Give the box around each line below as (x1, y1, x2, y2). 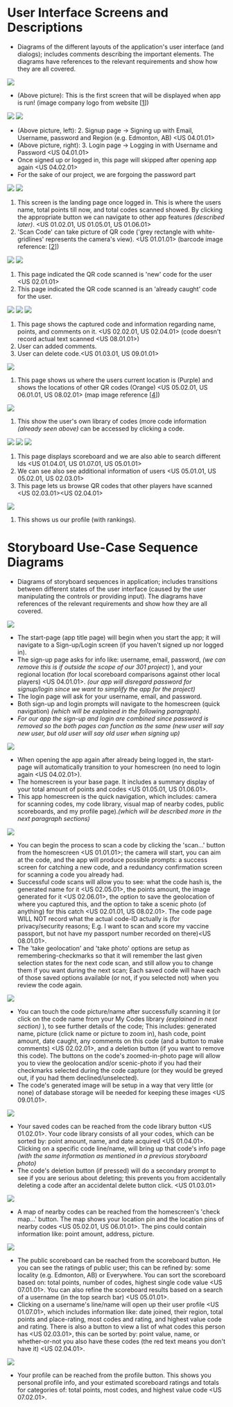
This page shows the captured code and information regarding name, (17, 320, 216, 328)
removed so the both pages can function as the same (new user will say (17, 721, 224, 730)
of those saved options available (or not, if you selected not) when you (17, 973, 219, 982)
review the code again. (17, 981, 83, 989)
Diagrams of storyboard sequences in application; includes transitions (17, 577, 218, 585)
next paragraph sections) (17, 814, 90, 822)
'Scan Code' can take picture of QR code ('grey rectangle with (17, 227, 196, 236)
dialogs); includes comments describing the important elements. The (17, 50, 214, 58)
